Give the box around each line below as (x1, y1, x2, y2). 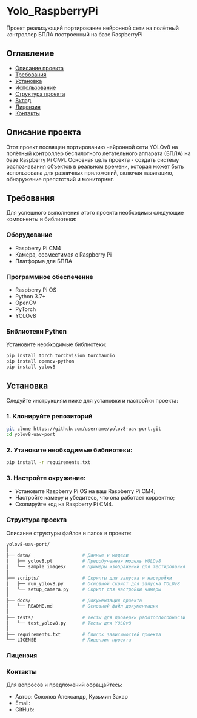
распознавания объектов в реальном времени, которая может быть (6, 163, 184, 170)
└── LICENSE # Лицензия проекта (6, 637, 132, 643)
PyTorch (15, 305, 36, 313)
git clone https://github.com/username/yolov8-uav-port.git (6, 426, 162, 432)
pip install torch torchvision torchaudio (6, 353, 115, 359)
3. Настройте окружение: (6, 474, 86, 482)
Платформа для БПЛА (15, 257, 73, 264)
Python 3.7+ (15, 292, 46, 300)
